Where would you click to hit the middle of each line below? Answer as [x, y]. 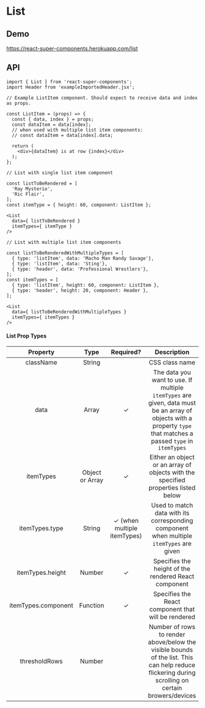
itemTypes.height [41, 573]
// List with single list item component [60, 172]
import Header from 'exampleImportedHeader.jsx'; [71, 87]
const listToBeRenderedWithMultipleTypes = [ [65, 253]
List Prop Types [27, 336]
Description [172, 352]
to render [172, 635]
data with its [172, 513]
